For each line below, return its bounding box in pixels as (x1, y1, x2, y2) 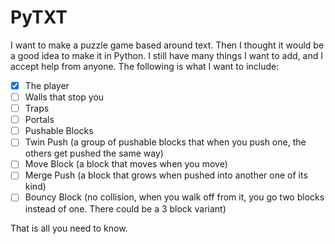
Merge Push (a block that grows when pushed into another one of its (24, 169, 308, 181)
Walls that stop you (24, 91, 105, 103)
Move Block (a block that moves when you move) (24, 158, 228, 170)
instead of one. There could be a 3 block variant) (24, 202, 227, 215)
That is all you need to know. (10, 222, 128, 234)
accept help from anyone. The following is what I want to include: (10, 60, 280, 72)
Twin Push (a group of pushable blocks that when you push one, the (24, 136, 307, 148)
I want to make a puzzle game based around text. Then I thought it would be (10, 39, 325, 51)
